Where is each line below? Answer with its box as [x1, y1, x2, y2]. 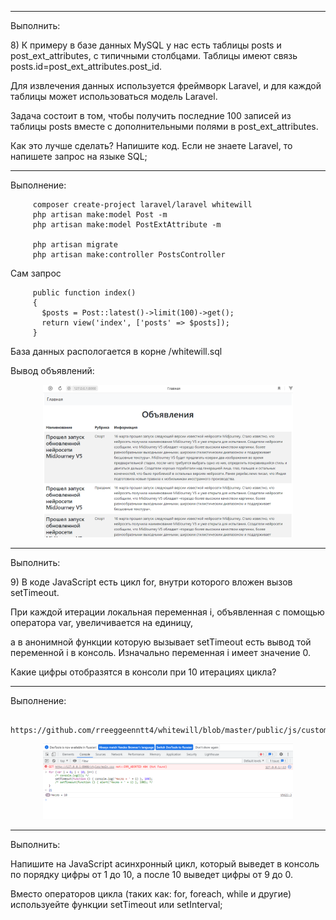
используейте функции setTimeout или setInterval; [10, 898, 223, 910]
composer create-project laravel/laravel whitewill [32, 200, 253, 210]
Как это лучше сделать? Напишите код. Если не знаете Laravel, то [10, 140, 293, 151]
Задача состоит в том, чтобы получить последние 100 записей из [10, 110, 292, 121]
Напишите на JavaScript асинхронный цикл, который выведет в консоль [10, 857, 320, 870]
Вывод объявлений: [10, 365, 95, 376]
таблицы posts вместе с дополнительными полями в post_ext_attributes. [10, 121, 319, 132]
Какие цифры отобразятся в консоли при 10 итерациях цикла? [10, 666, 277, 678]
